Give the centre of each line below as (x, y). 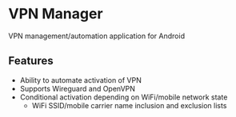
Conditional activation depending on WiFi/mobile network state (124, 97)
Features (31, 61)
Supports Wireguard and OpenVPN (78, 88)
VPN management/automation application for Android (97, 36)
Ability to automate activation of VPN (81, 80)
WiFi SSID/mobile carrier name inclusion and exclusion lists (129, 105)
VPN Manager (56, 14)
